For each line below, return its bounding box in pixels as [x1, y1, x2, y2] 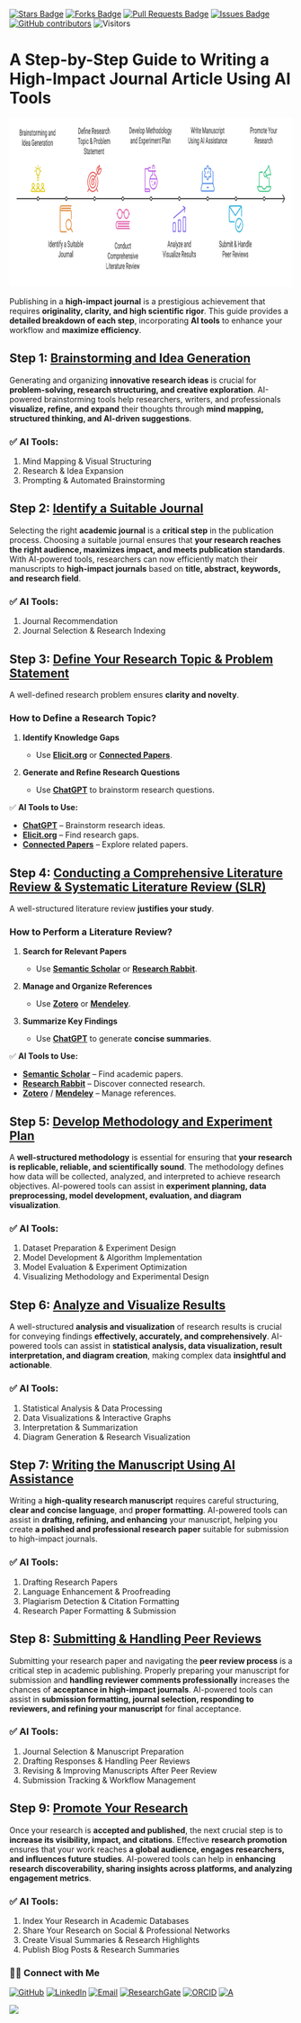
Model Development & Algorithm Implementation [22, 1252, 203, 1263]
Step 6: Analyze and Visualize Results [9, 1297, 226, 1313]
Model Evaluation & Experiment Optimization [22, 1261, 187, 1273]
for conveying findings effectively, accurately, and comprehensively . [9, 1331, 270, 1341]
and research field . [9, 573, 82, 583]
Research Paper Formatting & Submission [22, 1605, 177, 1616]
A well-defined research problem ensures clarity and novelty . [9, 689, 240, 700]
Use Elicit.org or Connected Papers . [35, 750, 173, 761]
